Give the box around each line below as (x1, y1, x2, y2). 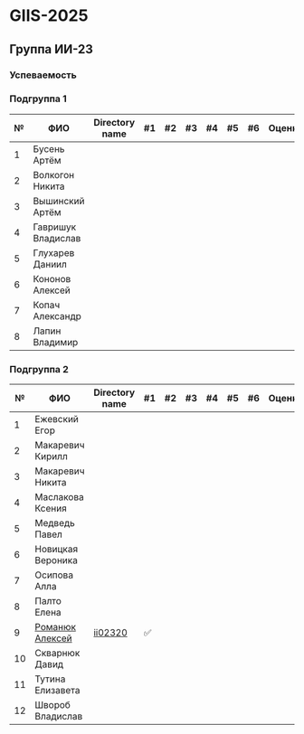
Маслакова (34, 491, 84, 503)
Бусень (33, 142, 65, 155)
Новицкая (34, 543, 79, 556)
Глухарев (33, 246, 75, 259)
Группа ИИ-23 (9, 42, 93, 57)
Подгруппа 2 (9, 362, 70, 375)
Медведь (34, 517, 75, 530)
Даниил (33, 258, 68, 270)
